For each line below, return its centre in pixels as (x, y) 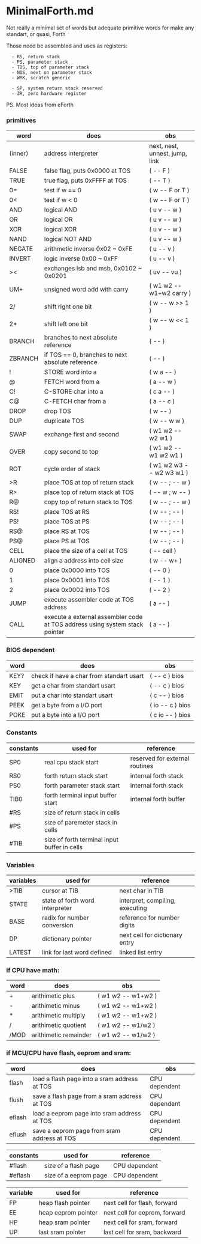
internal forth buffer (158, 799)
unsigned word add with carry (86, 290)
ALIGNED (22, 561)
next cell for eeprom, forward (144, 1212)
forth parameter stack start (82, 785)
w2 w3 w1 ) (171, 473)
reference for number (150, 918)
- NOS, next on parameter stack (52, 72)
